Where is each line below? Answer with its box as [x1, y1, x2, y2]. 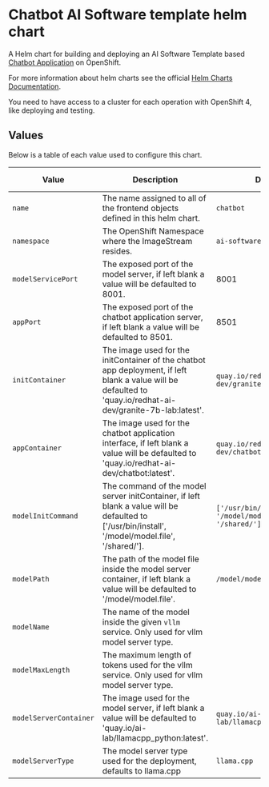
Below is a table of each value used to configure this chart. [8, 150, 203, 159]
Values [8, 129, 44, 142]
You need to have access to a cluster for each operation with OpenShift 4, [8, 97, 252, 106]
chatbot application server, [102, 311, 203, 322]
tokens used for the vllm [102, 659, 194, 670]
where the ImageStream [102, 235, 193, 246]
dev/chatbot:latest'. [102, 467, 175, 478]
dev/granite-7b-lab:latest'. [102, 404, 204, 415]
